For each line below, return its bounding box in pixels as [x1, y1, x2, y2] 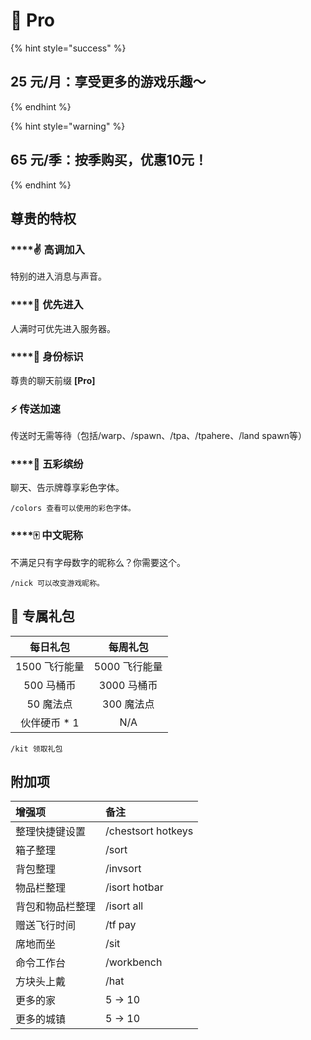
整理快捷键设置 [15, 825, 87, 839]
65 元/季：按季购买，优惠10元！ [10, 152, 208, 169]
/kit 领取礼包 [10, 744, 63, 754]
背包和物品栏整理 [15, 900, 97, 914]
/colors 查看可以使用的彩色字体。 [10, 504, 136, 514]
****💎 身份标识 [10, 350, 84, 364]
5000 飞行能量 [93, 659, 163, 673]
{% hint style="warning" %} [10, 120, 126, 132]
